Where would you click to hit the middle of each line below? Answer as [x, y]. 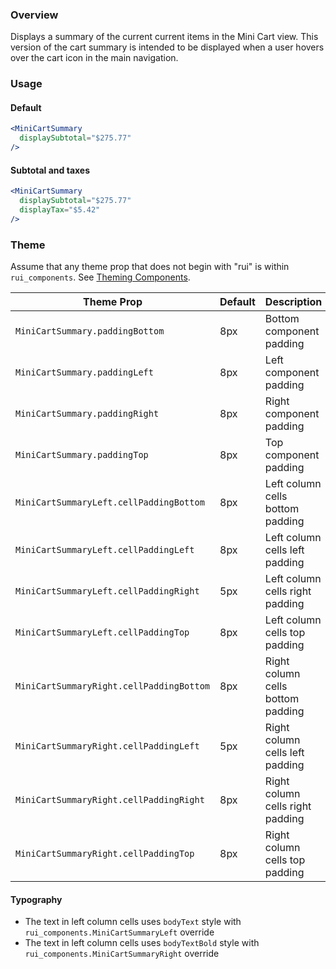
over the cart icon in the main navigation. [94, 58]
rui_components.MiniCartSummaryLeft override [119, 932]
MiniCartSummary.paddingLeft [84, 372]
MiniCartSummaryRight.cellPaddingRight [110, 800]
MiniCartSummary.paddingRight [87, 414]
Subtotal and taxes [50, 170]
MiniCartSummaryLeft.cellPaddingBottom [110, 502]
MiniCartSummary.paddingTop [82, 455]
